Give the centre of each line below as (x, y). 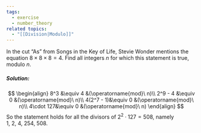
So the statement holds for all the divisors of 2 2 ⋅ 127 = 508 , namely (90, 116)
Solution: (18, 78)
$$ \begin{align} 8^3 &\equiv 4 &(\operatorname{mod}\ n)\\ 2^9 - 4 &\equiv (101, 94)
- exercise (25, 18)
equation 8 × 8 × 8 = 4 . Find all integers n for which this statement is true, (98, 58)
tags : (13, 12)
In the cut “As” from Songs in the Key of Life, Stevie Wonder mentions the (97, 51)
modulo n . (19, 65)
